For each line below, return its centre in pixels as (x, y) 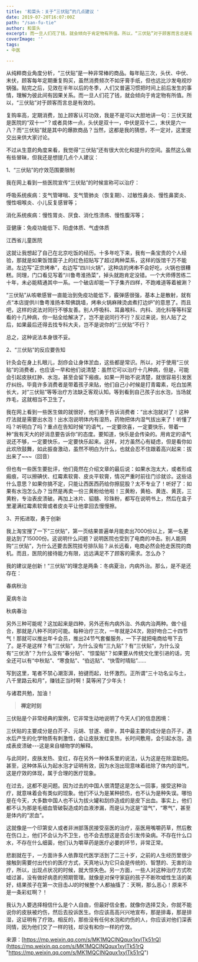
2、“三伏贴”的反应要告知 (36, 349)
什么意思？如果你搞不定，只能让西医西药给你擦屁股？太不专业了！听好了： (96, 484)
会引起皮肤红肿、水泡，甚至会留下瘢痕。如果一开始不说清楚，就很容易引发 (96, 377)
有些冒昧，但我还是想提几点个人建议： (52, 157)
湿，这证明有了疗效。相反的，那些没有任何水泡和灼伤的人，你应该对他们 (94, 919)
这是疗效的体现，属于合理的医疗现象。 (52, 773)
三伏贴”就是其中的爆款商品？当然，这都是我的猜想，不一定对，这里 (105, 130)
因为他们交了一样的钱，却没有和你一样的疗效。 (78, 926)
